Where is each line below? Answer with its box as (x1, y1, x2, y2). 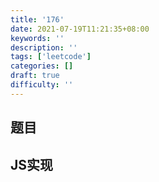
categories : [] (10, 61, 74, 71)
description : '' (10, 42, 78, 53)
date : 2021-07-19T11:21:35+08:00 (10, 24, 150, 34)
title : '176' (10, 14, 65, 25)
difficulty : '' (10, 80, 74, 90)
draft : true (10, 71, 60, 81)
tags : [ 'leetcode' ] (10, 52, 92, 62)
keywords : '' (10, 33, 65, 43)
